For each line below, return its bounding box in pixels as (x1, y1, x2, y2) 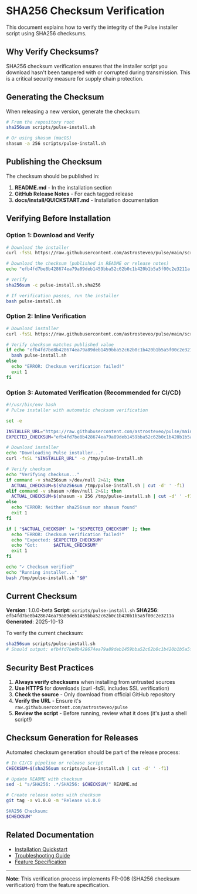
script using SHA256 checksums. (6, 29, 87, 36)
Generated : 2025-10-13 (6, 618, 63, 625)
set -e (6, 418, 22, 424)
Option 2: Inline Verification (6, 312, 86, 320)
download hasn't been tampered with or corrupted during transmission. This (6, 69, 191, 76)
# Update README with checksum (6, 776, 83, 782)
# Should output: (6, 646, 49, 653)
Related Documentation (6, 830, 94, 840)
